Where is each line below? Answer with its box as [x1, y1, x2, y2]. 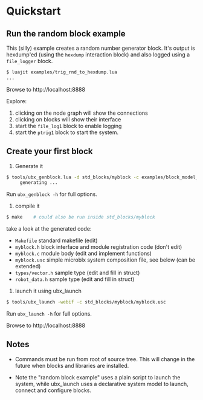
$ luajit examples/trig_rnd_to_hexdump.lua [6, 69, 118, 75]
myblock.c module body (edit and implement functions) [14, 250, 152, 257]
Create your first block [6, 146, 93, 157]
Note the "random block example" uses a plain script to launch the [14, 373, 181, 381]
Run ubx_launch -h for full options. [6, 310, 92, 317]
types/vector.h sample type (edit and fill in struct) [14, 269, 140, 277]
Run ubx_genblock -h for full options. [6, 191, 98, 198]
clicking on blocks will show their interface [14, 115, 121, 123]
